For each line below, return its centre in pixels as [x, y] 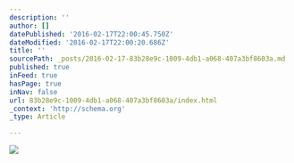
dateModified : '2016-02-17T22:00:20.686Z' [89, 42]
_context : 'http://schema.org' [67, 109]
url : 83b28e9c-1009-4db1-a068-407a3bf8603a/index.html [113, 100]
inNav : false [34, 92]
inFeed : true [34, 76]
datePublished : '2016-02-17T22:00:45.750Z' [92, 34]
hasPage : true [36, 84]
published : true [39, 68]
